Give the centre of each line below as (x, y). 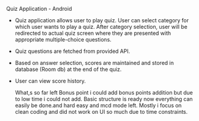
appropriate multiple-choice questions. (63, 39)
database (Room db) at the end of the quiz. (68, 69)
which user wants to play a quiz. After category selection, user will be (101, 27)
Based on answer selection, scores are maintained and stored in (94, 63)
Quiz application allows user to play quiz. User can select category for (102, 20)
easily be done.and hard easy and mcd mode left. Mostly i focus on (98, 105)
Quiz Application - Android (39, 9)
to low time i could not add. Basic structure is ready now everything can (104, 99)
